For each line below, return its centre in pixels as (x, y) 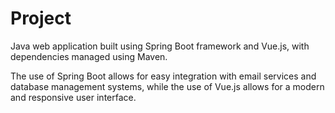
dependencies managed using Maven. (89, 56)
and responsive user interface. (73, 97)
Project (41, 18)
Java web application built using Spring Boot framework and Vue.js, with (160, 46)
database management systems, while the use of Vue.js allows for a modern (167, 86)
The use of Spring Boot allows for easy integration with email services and (163, 76)
